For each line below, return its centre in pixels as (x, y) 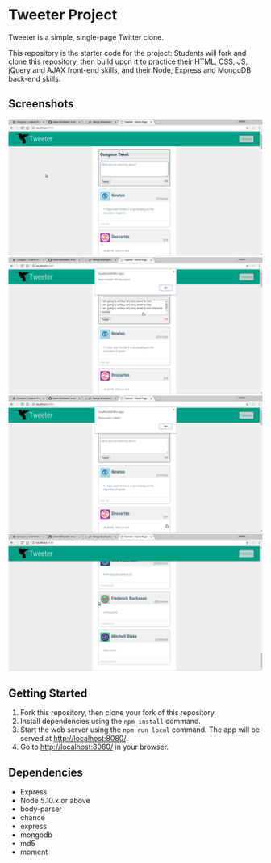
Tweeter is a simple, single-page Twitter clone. (86, 37)
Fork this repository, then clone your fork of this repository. (118, 713)
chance (33, 818)
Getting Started (48, 693)
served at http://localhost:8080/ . (74, 739)
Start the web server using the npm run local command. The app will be (140, 730)
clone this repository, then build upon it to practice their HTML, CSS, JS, (128, 61)
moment (34, 852)
